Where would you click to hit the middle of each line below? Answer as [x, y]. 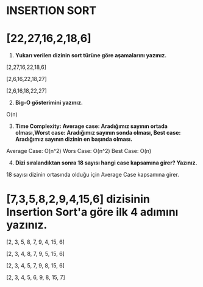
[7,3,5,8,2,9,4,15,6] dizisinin [78, 199]
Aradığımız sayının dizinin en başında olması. [74, 139]
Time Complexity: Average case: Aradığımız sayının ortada [91, 126]
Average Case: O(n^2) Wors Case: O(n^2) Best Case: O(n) [79, 151]
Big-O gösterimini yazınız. [49, 103]
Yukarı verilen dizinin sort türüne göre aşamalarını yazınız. [91, 55]
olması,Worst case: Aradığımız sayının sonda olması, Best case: [98, 133]
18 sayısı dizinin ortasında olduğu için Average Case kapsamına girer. [93, 175]
